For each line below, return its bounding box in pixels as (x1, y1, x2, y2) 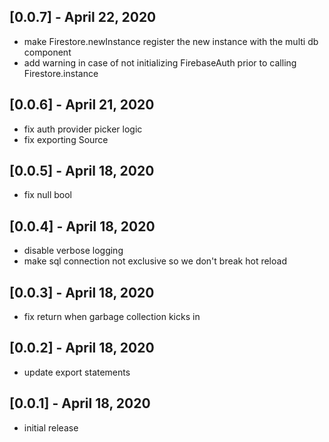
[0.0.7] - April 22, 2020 (9, 9, 157, 26)
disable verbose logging (23, 245, 124, 257)
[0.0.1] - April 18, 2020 (9, 395, 151, 412)
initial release (23, 421, 79, 434)
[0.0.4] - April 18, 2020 (9, 218, 156, 235)
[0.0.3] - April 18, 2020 (9, 284, 155, 301)
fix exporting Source (23, 133, 109, 145)
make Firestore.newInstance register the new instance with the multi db (23, 35, 319, 47)
